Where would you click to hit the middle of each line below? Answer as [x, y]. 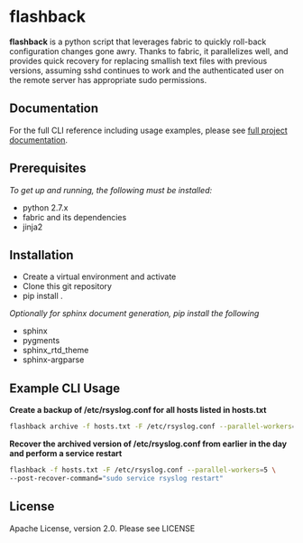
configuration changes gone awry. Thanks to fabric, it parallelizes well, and [149, 51]
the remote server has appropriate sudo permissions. [108, 80]
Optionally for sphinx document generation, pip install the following [134, 314]
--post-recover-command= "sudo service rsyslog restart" [116, 478]
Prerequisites [48, 169]
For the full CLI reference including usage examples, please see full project [148, 130]
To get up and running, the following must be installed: [111, 190]
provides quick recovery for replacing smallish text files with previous [138, 61]
